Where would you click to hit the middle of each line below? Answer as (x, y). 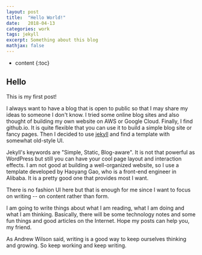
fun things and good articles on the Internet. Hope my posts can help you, (98, 220)
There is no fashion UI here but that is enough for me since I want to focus (99, 190)
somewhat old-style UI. (35, 141)
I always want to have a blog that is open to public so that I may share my (97, 108)
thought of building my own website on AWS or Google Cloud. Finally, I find (99, 121)
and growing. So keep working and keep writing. (66, 245)
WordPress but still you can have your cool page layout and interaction (94, 159)
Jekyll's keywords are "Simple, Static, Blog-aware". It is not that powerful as (101, 152)
